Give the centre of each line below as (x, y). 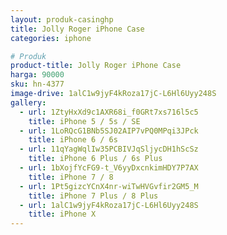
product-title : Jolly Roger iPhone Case (96, 66)
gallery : (28, 102)
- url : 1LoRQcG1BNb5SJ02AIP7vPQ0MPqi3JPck (109, 131)
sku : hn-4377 (37, 84)
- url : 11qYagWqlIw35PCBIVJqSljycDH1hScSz (109, 149)
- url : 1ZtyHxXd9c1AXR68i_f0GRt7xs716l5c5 (109, 112)
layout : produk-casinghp (62, 19)
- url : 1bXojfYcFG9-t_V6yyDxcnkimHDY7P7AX (109, 168)
